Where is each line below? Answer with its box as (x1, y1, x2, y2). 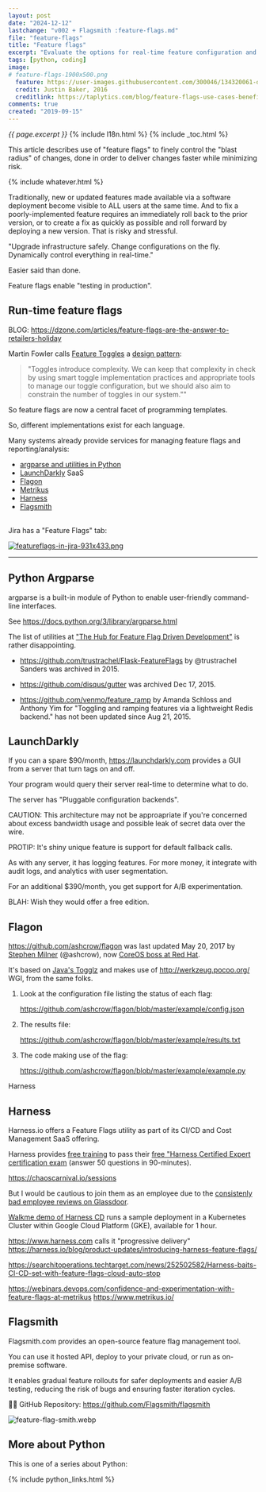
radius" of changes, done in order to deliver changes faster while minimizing (8, 153, 257, 163)
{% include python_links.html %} (8, 1475, 115, 1484)
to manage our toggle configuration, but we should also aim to (27, 381, 231, 390)
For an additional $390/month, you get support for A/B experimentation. (8, 882, 243, 891)
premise (8, 1360, 35, 1370)
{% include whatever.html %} (8, 177, 104, 187)
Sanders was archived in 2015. (19, 664, 120, 674)
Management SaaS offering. (8, 1134, 100, 1144)
